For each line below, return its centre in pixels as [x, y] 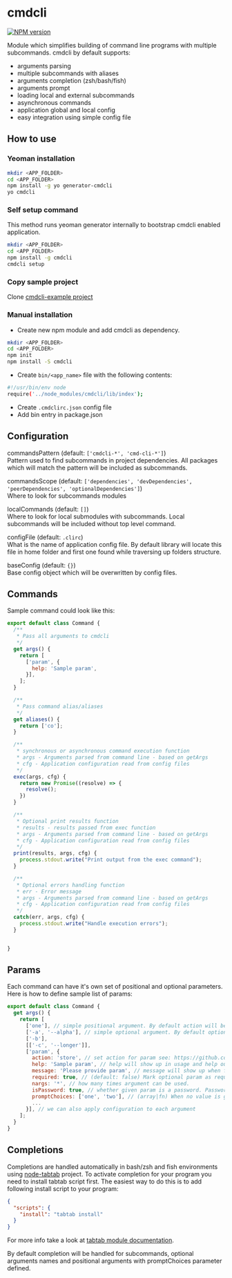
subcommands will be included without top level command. [91, 523]
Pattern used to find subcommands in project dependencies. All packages [113, 460]
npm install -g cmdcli [40, 258]
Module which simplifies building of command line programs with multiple [112, 45]
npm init [20, 356]
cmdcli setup [26, 264]
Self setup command [43, 210]
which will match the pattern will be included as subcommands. [97, 467]
